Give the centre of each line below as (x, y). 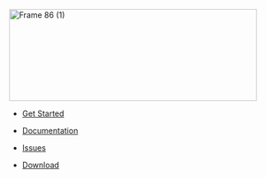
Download (41, 165)
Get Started (43, 113)
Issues (34, 148)
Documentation (50, 131)
